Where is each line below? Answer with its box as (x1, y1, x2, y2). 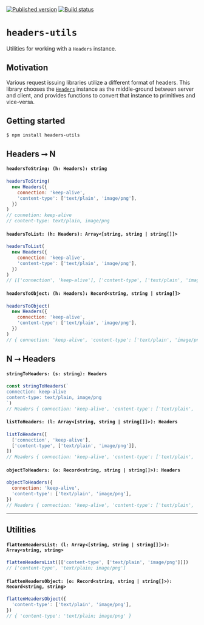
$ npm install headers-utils (6, 132, 80, 138)
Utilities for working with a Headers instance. (6, 44, 117, 52)
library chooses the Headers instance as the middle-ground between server (6, 85, 194, 93)
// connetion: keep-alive (6, 212, 72, 219)
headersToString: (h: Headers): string (6, 166, 107, 172)
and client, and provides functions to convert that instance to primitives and (6, 91, 195, 99)
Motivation (6, 63, 49, 73)
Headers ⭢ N (6, 149, 56, 159)
